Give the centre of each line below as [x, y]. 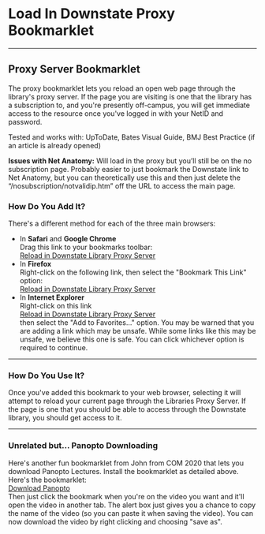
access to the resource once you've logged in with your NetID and [116, 113]
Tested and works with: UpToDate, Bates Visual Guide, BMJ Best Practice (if [132, 137]
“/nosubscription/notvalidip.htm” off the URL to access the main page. [122, 185]
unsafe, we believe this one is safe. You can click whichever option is [132, 339]
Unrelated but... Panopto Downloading [83, 446]
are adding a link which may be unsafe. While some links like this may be [138, 331]
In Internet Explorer [52, 297]
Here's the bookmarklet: [47, 480]
